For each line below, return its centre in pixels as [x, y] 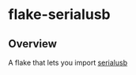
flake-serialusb [59, 15]
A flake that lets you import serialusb [68, 62]
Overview [33, 44]
